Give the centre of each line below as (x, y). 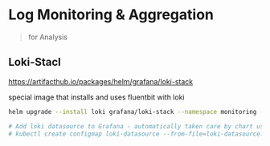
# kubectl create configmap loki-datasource (84, 134)
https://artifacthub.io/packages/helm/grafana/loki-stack (101, 81)
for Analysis (48, 37)
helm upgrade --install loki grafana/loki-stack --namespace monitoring (133, 112)
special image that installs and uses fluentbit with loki (96, 97)
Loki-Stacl (35, 62)
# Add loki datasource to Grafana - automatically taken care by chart (131, 126)
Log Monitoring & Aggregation (111, 15)
